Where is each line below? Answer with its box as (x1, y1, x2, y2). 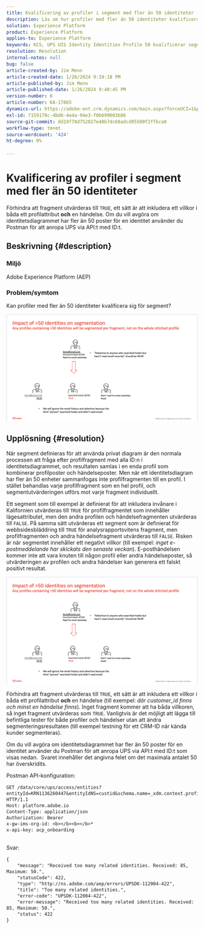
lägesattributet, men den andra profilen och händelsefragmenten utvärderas (6, 513, 197, 520)
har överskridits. (6, 760, 47, 767)
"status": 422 (17, 911, 53, 917)
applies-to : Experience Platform (6, 35, 91, 42)
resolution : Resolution (6, 49, 67, 55)
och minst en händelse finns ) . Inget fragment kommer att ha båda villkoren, (6, 703, 195, 710)
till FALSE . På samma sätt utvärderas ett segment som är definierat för (6, 519, 180, 526)
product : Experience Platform (6, 29, 83, 35)
